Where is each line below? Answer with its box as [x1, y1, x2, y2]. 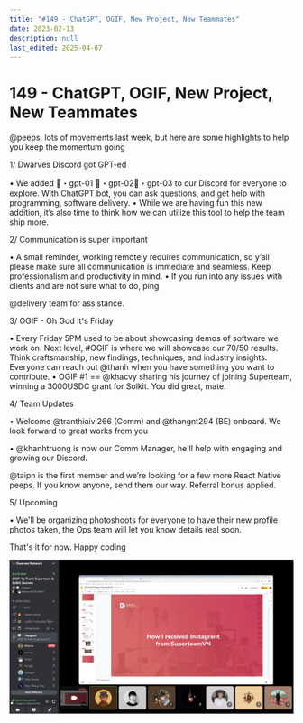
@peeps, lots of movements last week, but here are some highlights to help [9, 132, 289, 144]
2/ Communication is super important [9, 235, 148, 246]
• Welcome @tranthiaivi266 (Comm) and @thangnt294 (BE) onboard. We [9, 416, 281, 427]
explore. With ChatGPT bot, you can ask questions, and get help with [9, 188, 266, 199]
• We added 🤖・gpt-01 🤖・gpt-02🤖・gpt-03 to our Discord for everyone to [9, 178, 287, 189]
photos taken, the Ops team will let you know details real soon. [9, 524, 242, 535]
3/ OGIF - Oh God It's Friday [9, 316, 115, 327]
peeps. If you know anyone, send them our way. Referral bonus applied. [9, 479, 277, 491]
